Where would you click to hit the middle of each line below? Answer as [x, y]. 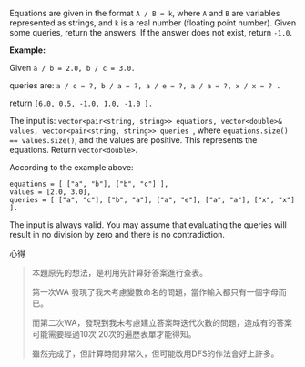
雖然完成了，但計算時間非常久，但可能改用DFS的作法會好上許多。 [155, 353]
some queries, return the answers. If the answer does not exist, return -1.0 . [151, 32]
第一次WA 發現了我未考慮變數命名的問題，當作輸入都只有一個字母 [155, 292]
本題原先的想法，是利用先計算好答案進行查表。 [119, 273]
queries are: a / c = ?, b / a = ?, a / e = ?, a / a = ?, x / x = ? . [145, 85]
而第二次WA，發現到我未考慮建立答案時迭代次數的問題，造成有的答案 [162, 323]
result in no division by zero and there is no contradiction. [117, 234]
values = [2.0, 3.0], [51, 192]
